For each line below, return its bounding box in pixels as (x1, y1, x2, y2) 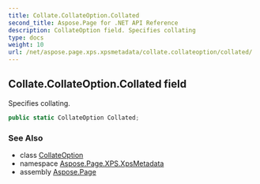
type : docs (8, 33, 44, 42)
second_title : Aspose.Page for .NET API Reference (8, 19, 179, 27)
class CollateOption (19, 150, 84, 160)
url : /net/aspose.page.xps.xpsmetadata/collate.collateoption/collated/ (8, 48, 253, 56)
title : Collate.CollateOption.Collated (8, 11, 140, 20)
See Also (8, 132, 43, 143)
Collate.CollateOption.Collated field (8, 77, 187, 91)
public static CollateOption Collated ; (8, 114, 140, 122)
